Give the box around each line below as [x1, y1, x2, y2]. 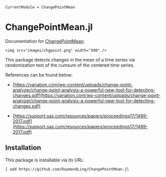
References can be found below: [5, 72, 73, 78]
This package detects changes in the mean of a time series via [5, 56, 135, 63]
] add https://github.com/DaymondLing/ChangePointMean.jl [5, 166, 129, 171]
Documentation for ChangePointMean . [5, 38, 85, 44]
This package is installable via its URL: [5, 157, 85, 163]
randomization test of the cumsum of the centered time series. [5, 62, 135, 68]
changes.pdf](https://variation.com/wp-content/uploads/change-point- [12, 92, 161, 98]
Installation [5, 144, 41, 152]
